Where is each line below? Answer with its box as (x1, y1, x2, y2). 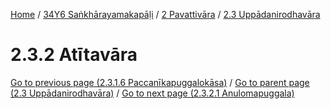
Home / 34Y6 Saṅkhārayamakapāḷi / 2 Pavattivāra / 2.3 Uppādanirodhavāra (10, 9, 321, 20)
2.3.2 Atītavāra (10, 44, 138, 66)
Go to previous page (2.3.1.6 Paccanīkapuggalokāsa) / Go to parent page (10, 76, 310, 88)
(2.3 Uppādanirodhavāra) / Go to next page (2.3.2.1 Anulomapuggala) (10, 87, 295, 99)
